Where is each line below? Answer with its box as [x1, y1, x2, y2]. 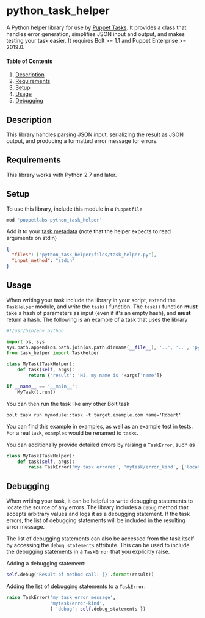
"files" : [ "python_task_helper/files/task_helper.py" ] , [12, 252, 157, 258]
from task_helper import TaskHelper [6, 350, 99, 356]
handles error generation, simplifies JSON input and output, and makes [6, 30, 185, 37]
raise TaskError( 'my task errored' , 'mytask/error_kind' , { [28, 464, 184, 470]
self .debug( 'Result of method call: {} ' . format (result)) [6, 572, 154, 578]
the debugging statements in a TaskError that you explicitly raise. [6, 548, 170, 556]
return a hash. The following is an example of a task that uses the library [6, 316, 188, 323]
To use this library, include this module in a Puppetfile [6, 205, 143, 213]
